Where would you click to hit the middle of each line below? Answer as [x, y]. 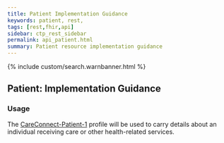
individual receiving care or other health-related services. [91, 132]
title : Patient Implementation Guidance [68, 14]
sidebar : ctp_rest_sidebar [47, 33]
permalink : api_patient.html [50, 40]
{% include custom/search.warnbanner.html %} [77, 67]
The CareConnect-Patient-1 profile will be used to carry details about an [112, 124]
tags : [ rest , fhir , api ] [41, 27]
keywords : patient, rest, [45, 20]
